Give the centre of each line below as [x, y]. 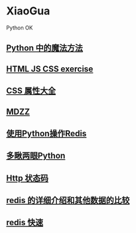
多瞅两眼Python [36, 156]
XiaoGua [28, 11]
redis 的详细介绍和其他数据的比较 [68, 200]
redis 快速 [25, 222]
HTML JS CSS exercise [50, 69]
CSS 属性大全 [31, 91]
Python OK [19, 28]
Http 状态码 [28, 178]
